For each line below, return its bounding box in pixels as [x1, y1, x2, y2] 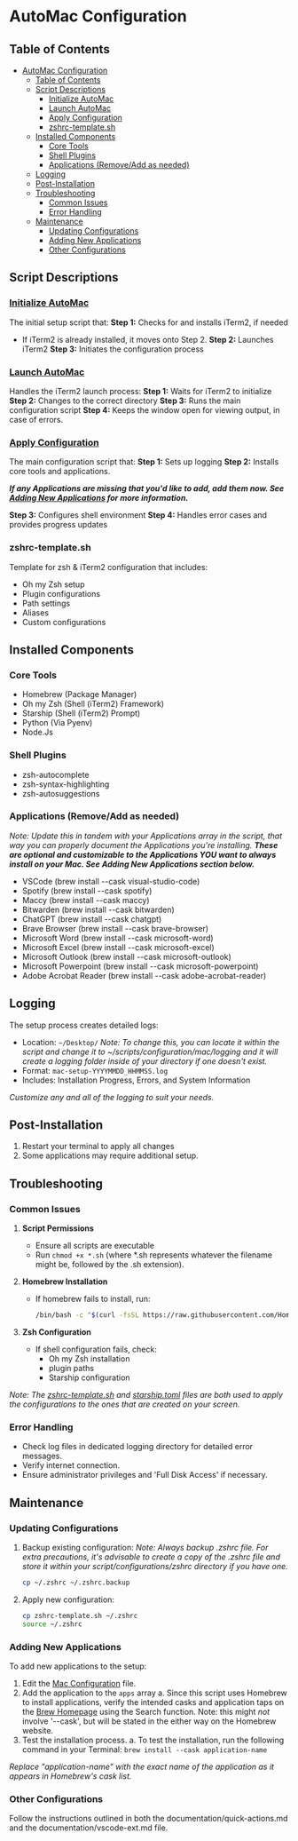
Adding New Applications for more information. [9, 493, 189, 504]
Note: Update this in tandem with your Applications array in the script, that [9, 830, 282, 841]
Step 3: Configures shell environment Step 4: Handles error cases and [9, 510, 268, 520]
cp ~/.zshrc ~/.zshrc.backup [21, 1578, 130, 1587]
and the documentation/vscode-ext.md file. [9, 1822, 169, 1833]
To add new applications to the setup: [9, 1661, 147, 1671]
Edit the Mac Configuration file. [21, 1678, 137, 1688]
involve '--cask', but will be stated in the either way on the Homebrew [21, 1716, 277, 1726]
